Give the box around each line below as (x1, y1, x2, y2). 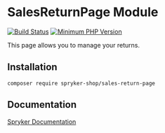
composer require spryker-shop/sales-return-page (7, 80, 156, 87)
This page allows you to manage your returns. (7, 41, 140, 49)
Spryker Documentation (7, 117, 77, 126)
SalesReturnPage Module (7, 4, 159, 20)
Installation (7, 61, 58, 73)
